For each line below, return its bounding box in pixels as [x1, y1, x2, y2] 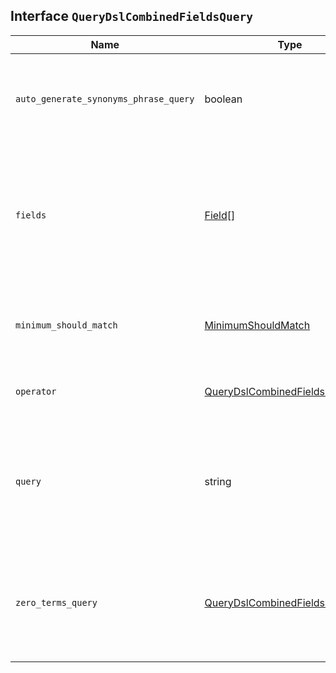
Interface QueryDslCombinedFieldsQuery [10, 8, 253, 25]
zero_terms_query [15, 597, 98, 608]
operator [15, 385, 57, 397]
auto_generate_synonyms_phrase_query [15, 93, 195, 104]
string [204, 474, 232, 488]
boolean [204, 92, 243, 106]
